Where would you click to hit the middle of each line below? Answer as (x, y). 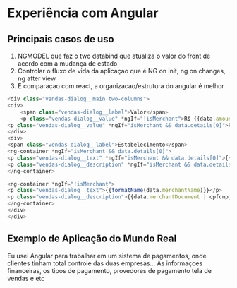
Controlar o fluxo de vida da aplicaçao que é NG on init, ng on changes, (121, 71)
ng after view (37, 78)
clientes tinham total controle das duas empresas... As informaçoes (105, 263)
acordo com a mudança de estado (67, 64)
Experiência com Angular (83, 13)
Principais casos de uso (61, 39)
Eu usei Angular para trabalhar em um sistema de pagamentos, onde (107, 256)
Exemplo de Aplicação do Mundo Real (92, 239)
